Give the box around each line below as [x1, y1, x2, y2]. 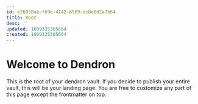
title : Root [6, 15, 37, 21]
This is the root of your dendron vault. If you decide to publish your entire [6, 78, 190, 85]
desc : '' [6, 20, 29, 26]
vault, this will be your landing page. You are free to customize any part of [6, 85, 192, 92]
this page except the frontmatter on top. [6, 91, 107, 98]
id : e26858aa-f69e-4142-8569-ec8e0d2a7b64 [6, 9, 116, 15]
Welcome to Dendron [6, 58, 116, 72]
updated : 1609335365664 [6, 26, 67, 32]
